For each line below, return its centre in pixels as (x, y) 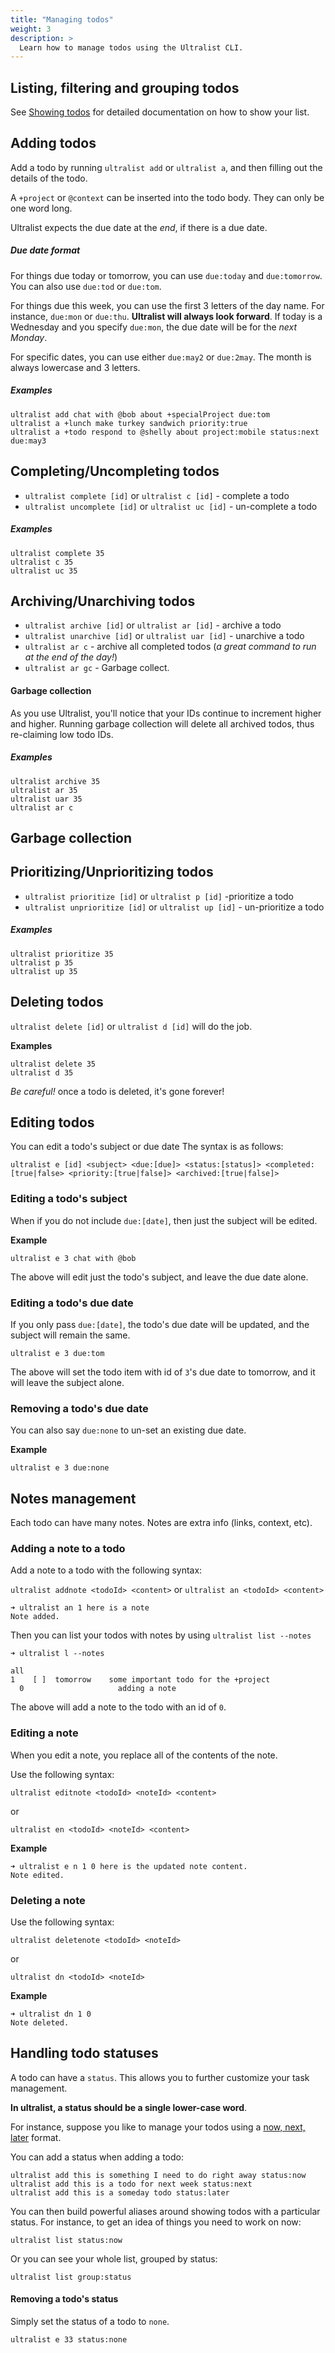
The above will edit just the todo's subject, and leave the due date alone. (159, 1277)
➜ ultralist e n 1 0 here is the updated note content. (129, 1866)
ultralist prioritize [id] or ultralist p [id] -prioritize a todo (159, 896)
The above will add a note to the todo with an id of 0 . (118, 1707)
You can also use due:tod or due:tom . (86, 286)
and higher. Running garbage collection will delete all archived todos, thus (162, 723)
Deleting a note (48, 1900)
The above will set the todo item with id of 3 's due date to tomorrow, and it (163, 1372)
